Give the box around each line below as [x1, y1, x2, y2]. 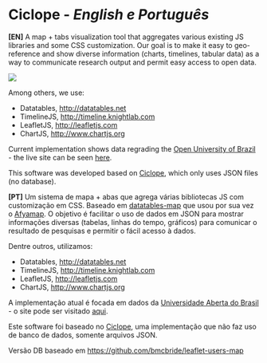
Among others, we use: [8, 88, 85, 97]
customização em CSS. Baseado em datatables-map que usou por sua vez [8, 200, 254, 210]
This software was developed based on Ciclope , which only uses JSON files [8, 168, 259, 177]
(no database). [8, 176, 57, 186]
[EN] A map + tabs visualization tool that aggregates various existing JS [8, 32, 245, 41]
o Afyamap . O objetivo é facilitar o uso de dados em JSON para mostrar [8, 209, 245, 219]
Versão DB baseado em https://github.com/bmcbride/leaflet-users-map [8, 345, 245, 355]
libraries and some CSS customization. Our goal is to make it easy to [8, 40, 233, 49]
